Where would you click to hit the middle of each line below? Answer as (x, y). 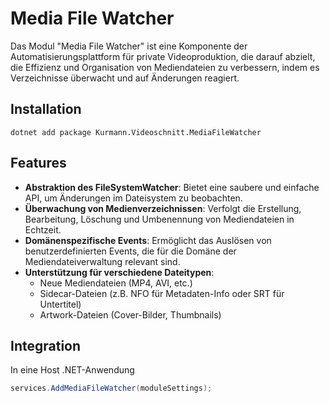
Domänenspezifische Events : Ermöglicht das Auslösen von (148, 240)
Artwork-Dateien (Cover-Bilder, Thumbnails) (130, 314)
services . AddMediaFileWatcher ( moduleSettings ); (111, 388)
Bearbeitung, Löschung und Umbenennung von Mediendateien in (159, 219)
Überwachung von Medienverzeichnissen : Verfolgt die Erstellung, (163, 208)
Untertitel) (60, 304)
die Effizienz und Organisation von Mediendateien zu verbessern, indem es (165, 67)
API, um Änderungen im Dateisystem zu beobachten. (133, 198)
